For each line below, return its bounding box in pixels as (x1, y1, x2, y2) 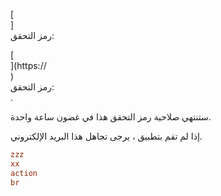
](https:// (10, 60, 47, 71)
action (10, 168, 38, 178)
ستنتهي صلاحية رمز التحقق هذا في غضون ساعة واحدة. (10, 111, 212, 123)
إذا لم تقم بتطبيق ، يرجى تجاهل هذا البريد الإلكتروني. (10, 130, 203, 142)
